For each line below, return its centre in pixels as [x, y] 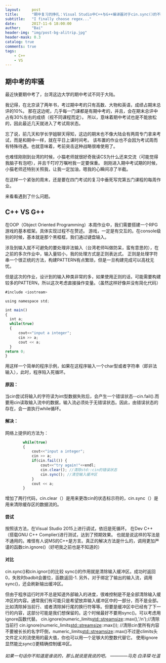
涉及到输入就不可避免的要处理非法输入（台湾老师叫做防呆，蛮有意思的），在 [82, 247]
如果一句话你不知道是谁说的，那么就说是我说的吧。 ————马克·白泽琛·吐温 [83, 656]
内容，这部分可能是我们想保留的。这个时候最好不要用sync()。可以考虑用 [87, 613]
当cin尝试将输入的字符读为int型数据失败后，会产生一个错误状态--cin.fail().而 [82, 397]
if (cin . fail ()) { [49, 461]
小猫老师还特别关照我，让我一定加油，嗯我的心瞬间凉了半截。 [68, 169]
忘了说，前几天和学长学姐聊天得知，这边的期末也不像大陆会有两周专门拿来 [81, 134]
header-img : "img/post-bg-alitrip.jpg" [46, 33]
